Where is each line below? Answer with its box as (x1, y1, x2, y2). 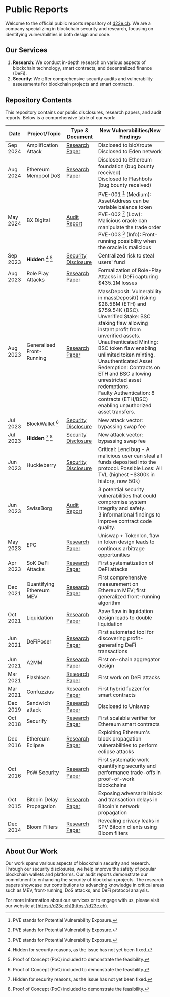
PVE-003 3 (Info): (98, 230, 141, 238)
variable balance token (98, 203, 152, 210)
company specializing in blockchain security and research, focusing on (5, 25, 153, 31)
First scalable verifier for (98, 714, 156, 721)
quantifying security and (98, 762, 156, 769)
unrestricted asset (98, 376, 142, 383)
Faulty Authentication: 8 (98, 389, 155, 396)
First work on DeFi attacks (98, 673, 160, 681)
